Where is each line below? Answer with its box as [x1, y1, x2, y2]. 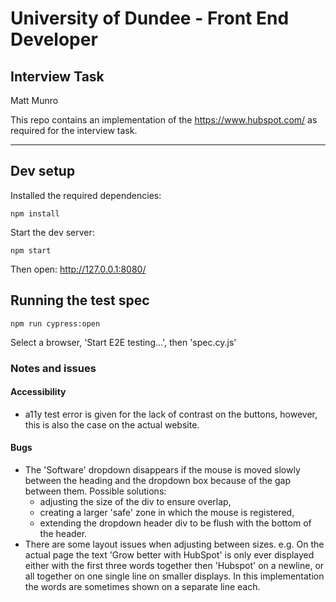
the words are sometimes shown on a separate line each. [24, 580, 261, 592]
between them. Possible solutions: [24, 485, 167, 497]
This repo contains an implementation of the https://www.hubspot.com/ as [10, 114, 318, 126]
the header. [39, 527, 88, 539]
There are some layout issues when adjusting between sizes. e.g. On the [24, 538, 325, 550]
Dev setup [10, 163, 76, 180]
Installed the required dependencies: [10, 189, 162, 201]
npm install [10, 208, 60, 219]
